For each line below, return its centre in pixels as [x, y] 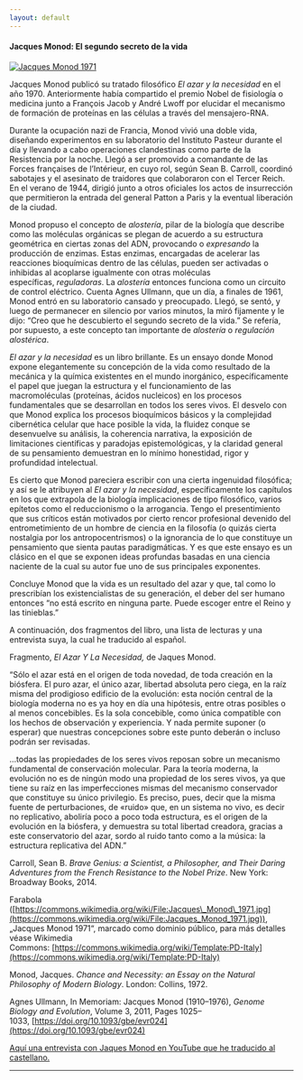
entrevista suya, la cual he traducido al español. [98, 639]
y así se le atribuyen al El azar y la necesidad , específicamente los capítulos [151, 489]
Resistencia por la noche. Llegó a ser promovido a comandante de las [139, 159]
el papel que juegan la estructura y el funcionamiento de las [120, 385]
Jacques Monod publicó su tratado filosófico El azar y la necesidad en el [145, 84]
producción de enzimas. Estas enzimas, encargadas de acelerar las [135, 253]
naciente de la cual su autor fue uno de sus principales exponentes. [135, 566]
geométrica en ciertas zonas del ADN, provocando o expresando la [134, 244]
